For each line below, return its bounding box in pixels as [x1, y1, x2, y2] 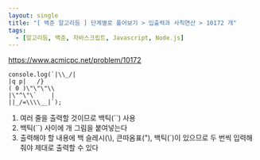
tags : [8, 26, 26, 34]
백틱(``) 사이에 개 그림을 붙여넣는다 [19, 124, 128, 133]
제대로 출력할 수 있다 [34, 143, 99, 153]
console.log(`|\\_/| [8, 70, 77, 79]
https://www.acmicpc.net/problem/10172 [8, 55, 142, 65]
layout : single [8, 11, 59, 20]
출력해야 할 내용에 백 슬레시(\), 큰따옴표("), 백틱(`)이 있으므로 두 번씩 [19, 133, 232, 143]
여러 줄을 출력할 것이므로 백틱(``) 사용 [19, 113, 136, 123]
